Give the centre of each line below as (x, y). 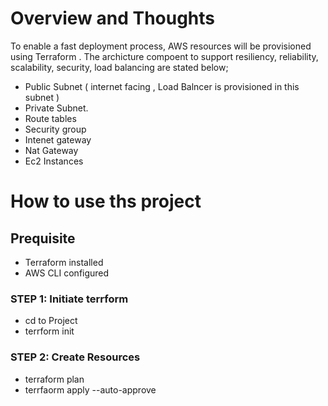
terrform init (49, 331)
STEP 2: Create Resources (75, 357)
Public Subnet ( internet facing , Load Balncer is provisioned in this (162, 86)
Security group (55, 129)
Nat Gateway (51, 150)
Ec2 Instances (54, 161)
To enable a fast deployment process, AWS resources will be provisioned (161, 46)
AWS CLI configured (67, 273)
